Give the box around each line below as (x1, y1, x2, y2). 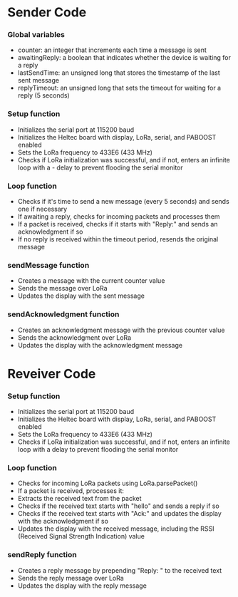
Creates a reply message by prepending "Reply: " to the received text (17, 566, 222, 574)
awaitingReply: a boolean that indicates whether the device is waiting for (17, 53, 232, 62)
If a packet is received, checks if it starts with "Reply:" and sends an (17, 220, 218, 229)
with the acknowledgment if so (17, 517, 109, 526)
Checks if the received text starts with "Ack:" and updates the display (17, 509, 222, 518)
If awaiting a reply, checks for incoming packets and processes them (17, 212, 220, 221)
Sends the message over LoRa (17, 284, 108, 293)
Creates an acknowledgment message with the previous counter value (17, 326, 225, 334)
